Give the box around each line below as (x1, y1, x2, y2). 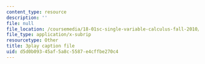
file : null (6, 20, 34, 26)
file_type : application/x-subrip (6, 32, 92, 38)
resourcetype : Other (6, 37, 59, 43)
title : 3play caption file (6, 43, 75, 49)
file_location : (6, 26, 45, 32)
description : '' (6, 15, 48, 21)
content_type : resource (6, 9, 67, 15)
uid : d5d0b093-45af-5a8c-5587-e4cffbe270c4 (6, 49, 119, 55)
